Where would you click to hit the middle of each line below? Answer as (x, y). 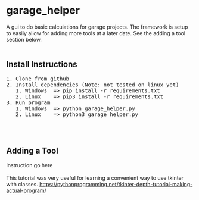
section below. (24, 39)
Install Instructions (42, 65)
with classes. (22, 184)
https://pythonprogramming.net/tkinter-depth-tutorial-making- (116, 184)
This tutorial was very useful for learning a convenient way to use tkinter (95, 178)
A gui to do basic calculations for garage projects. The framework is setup (97, 27)
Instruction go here (29, 165)
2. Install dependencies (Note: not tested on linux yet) (93, 85)
